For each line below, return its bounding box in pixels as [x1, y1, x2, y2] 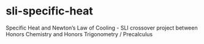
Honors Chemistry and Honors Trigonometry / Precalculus [6, 30, 153, 37]
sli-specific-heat [6, 4, 93, 18]
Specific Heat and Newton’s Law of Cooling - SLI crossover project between [6, 24, 198, 31]
